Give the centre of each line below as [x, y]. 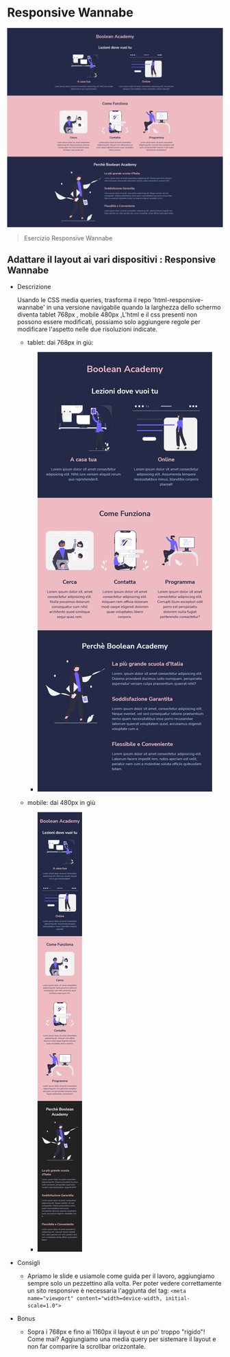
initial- [178, 1299]
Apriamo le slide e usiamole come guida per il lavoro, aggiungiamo [121, 1276]
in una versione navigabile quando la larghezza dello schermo [134, 308]
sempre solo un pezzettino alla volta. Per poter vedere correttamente [124, 1284]
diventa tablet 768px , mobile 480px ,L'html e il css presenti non [107, 315]
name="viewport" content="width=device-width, [95, 1299]
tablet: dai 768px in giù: [60, 343]
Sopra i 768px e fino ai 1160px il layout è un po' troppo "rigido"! [116, 1332]
